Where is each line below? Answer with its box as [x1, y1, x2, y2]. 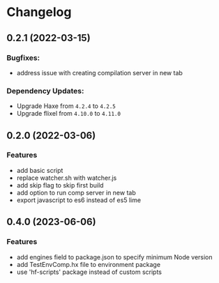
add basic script [16, 166, 63, 174]
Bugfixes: [6, 53, 40, 63]
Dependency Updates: [6, 86, 84, 95]
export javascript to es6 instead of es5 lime [16, 196, 141, 204]
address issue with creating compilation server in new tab [16, 68, 183, 77]
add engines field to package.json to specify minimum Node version [16, 252, 213, 261]
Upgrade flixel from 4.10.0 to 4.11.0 [16, 109, 121, 118]
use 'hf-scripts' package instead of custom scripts [16, 268, 162, 276]
